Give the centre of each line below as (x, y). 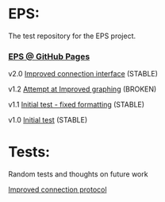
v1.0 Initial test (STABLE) (48, 120)
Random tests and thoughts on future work (78, 174)
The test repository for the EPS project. (72, 36)
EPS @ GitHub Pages (49, 56)
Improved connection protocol (58, 190)
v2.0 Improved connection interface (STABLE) (83, 74)
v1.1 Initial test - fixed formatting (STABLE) (77, 105)
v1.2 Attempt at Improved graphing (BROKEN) (82, 89)
